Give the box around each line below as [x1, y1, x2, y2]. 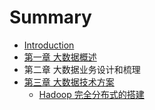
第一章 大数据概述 [23, 51, 97, 63]
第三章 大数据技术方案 [23, 76, 115, 88]
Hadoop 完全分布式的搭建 [38, 88, 145, 100]
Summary [9, 6, 92, 29]
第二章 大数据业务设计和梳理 [23, 63, 141, 75]
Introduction [23, 39, 75, 51]
